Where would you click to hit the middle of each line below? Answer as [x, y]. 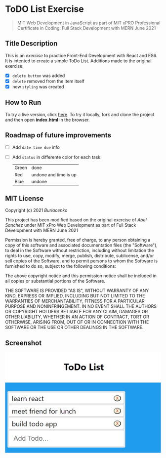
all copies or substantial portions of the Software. [55, 281]
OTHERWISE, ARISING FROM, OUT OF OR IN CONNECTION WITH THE [77, 322]
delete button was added [39, 76]
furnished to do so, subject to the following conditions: [61, 266]
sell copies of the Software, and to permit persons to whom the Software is [82, 261]
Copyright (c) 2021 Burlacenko [36, 210]
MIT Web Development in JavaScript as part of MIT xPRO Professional [89, 23]
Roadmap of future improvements [58, 135]
